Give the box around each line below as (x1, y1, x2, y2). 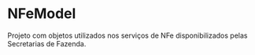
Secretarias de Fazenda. (7, 38, 87, 48)
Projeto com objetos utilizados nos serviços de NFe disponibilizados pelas (7, 31, 248, 40)
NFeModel (7, 5, 76, 23)
